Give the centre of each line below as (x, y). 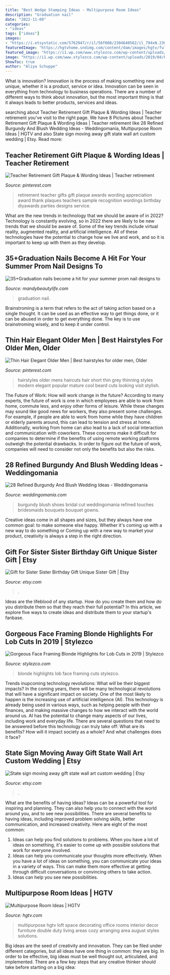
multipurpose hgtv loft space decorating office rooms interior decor (88, 925)
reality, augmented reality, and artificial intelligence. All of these (71, 232)
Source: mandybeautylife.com (37, 288)
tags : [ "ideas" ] (22, 33)
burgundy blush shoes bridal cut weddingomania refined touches (86, 504)
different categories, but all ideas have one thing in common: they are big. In (85, 951)
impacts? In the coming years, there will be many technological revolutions (83, 689)
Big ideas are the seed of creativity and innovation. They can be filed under (84, 946)
